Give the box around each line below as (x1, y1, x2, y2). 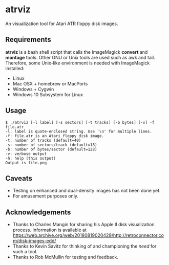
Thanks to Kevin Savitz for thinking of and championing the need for (12, 243, 157, 249)
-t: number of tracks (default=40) (5, 138, 81, 143)
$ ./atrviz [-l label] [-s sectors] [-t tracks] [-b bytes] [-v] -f (5, 120, 155, 125)
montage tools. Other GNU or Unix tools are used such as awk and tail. (5, 54, 155, 60)
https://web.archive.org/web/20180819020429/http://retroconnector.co (12, 232, 164, 238)
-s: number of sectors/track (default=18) (5, 142, 97, 147)
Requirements (5, 35, 51, 44)
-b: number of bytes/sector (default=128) (5, 147, 97, 152)
